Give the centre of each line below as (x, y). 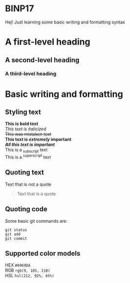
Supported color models (43, 253)
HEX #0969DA (18, 265)
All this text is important (30, 144)
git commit (16, 238)
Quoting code (26, 209)
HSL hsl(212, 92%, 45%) (30, 276)
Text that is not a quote (28, 184)
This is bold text (22, 124)
